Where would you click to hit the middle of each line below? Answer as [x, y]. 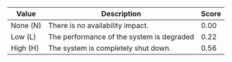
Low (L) [24, 37]
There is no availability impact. [98, 25]
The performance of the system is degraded [121, 37]
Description [121, 14]
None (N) [26, 25]
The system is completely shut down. [110, 48]
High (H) [25, 48]
